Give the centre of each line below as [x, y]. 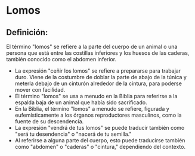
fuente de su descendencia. [49, 121]
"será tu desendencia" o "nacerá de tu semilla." [73, 134]
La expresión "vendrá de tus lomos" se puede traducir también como [100, 128]
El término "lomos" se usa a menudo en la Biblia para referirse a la [96, 96]
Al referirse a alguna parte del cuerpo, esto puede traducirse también [100, 140]
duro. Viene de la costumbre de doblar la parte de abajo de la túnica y [100, 77]
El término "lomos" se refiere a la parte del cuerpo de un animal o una [92, 46]
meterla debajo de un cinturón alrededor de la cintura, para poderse [98, 83]
